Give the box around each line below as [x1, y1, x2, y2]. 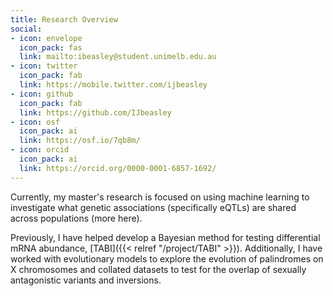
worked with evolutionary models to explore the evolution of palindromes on [10, 252, 324, 265]
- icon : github [10, 89, 74, 99]
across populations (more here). [10, 212, 143, 224]
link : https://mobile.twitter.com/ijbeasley [19, 80, 208, 90]
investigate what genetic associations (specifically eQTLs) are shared [10, 201, 297, 213]
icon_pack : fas [19, 42, 83, 53]
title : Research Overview [10, 14, 118, 25]
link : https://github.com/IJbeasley [19, 107, 172, 118]
